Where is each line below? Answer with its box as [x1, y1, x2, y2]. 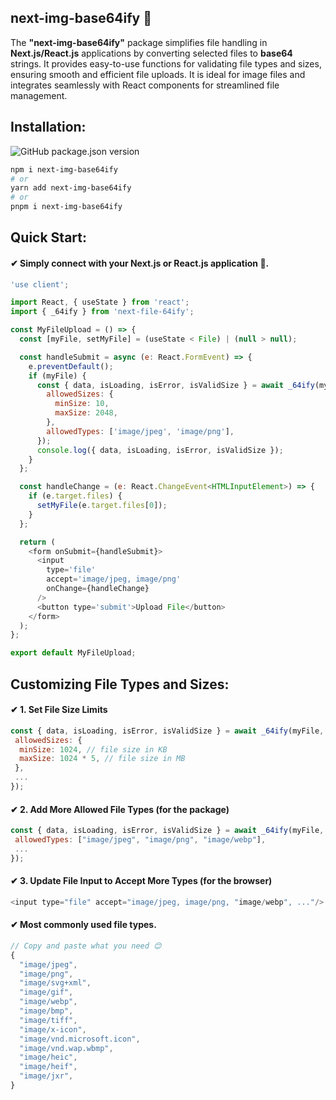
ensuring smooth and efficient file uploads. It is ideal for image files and [10, 68, 306, 80]
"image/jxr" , [19, 1071, 74, 1081]
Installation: [10, 119, 87, 136]
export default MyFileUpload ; [10, 648, 137, 658]
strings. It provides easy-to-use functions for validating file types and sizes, [10, 57, 322, 70]
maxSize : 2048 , [54, 408, 118, 418]
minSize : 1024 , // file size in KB [19, 744, 168, 755]
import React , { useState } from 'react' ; [10, 297, 190, 308]
